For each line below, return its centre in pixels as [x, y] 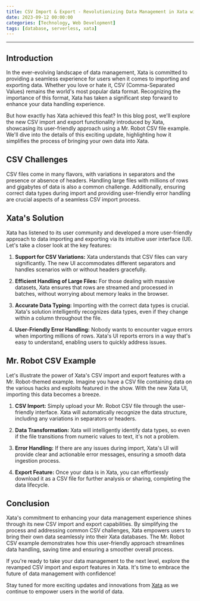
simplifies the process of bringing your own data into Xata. [78, 141]
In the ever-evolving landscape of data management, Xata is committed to [97, 73]
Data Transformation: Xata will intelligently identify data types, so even [102, 430]
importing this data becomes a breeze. [54, 394]
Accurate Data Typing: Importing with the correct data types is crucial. [102, 305]
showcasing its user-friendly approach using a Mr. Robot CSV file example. [98, 128]
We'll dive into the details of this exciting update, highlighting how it [89, 135]
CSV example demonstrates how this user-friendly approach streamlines [95, 543]
